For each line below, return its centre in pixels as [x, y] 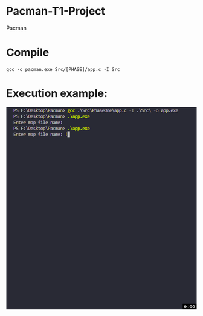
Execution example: [57, 94]
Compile [28, 52]
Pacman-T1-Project [56, 11]
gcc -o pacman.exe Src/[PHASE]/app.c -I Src [63, 69]
